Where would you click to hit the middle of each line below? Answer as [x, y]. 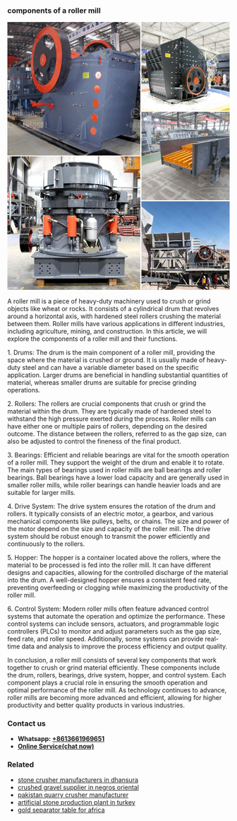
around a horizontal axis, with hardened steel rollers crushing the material [114, 316]
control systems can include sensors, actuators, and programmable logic [113, 624]
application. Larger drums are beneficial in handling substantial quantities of [117, 375]
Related [21, 764]
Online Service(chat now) [56, 746]
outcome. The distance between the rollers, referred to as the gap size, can [117, 433]
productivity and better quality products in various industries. [96, 705]
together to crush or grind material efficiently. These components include [114, 668]
